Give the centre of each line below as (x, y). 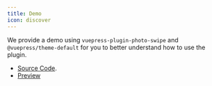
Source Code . (37, 68)
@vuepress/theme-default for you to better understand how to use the (106, 47)
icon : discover (29, 20)
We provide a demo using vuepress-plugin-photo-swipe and (93, 40)
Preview (29, 75)
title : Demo (24, 14)
